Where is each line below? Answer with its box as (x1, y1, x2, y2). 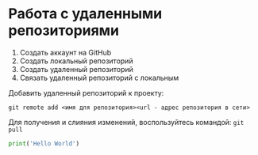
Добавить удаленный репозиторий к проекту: (8, 88, 164, 97)
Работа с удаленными (8, 5, 163, 23)
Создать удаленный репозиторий (19, 64, 133, 74)
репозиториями (8, 21, 119, 40)
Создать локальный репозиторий (19, 56, 133, 66)
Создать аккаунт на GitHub (19, 47, 112, 57)
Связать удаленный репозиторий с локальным (19, 73, 179, 82)
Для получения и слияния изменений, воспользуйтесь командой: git (8, 117, 245, 127)
